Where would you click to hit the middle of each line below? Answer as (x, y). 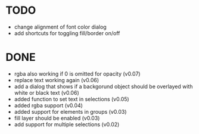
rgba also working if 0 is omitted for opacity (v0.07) (77, 74)
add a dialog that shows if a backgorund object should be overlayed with (103, 86)
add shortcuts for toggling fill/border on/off (67, 33)
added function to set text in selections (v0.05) (71, 99)
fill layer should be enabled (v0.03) (57, 118)
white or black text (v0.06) (46, 92)
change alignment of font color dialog (60, 27)
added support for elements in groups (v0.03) (70, 111)
